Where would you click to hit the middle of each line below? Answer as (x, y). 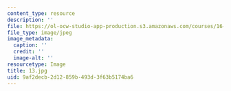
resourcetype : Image (37, 64)
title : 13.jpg (27, 70)
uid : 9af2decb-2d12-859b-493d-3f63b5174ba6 (70, 77)
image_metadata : (30, 39)
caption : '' (31, 45)
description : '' (30, 20)
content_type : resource (41, 13)
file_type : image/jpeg (40, 32)
